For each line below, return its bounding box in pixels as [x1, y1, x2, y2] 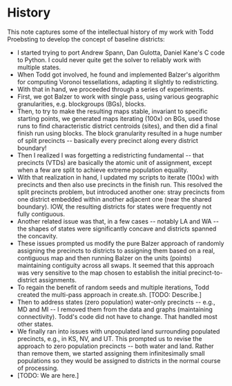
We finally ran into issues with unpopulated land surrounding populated [17, 327, 220, 336]
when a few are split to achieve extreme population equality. [17, 166, 188, 174]
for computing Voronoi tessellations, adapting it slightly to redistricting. [17, 77, 219, 86]
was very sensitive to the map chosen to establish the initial [17, 268, 187, 277]
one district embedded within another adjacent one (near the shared [17, 195, 212, 203]
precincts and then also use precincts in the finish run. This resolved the [17, 180, 223, 189]
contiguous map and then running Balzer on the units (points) [17, 253, 192, 262]
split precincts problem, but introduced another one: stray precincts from [17, 188, 225, 196]
